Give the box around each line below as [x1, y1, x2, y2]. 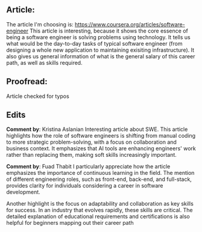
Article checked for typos [6, 93, 69, 100]
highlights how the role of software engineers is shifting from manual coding [6, 132, 196, 139]
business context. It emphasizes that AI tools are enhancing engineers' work [6, 145, 196, 152]
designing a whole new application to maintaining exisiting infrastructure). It [6, 46, 195, 53]
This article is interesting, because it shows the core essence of [30, 27, 188, 34]
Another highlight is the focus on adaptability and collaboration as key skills [6, 200, 194, 207]
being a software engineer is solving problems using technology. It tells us [6, 33, 191, 41]
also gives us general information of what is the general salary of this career [6, 52, 195, 60]
